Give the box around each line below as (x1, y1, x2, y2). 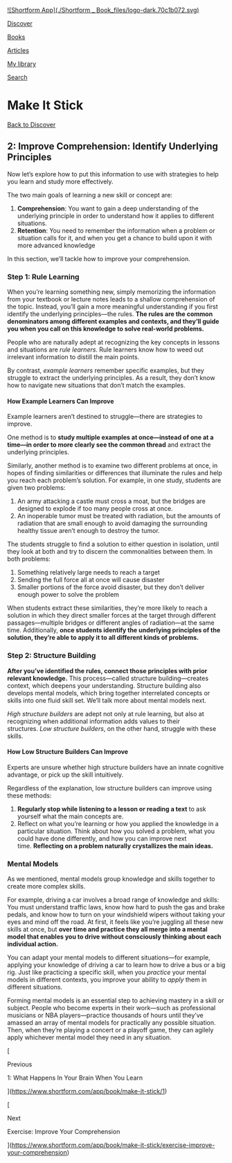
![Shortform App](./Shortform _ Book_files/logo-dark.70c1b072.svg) (7, 6, 199, 14)
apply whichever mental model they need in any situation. (7, 1033, 172, 1041)
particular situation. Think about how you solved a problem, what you (17, 827, 215, 835)
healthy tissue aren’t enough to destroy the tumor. (17, 527, 161, 535)
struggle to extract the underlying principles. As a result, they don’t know (7, 374, 215, 382)
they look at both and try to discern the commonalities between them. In (7, 547, 213, 556)
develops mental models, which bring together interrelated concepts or (7, 688, 211, 697)
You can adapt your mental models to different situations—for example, (7, 953, 211, 962)
